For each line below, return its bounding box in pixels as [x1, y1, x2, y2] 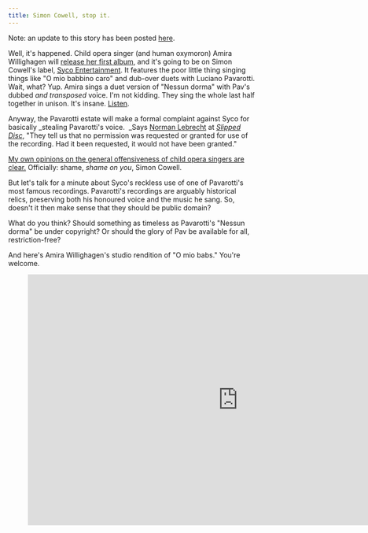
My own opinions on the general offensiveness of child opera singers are [8, 154, 245, 164]
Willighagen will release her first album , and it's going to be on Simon [8, 57, 233, 66]
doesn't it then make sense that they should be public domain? [8, 202, 212, 213]
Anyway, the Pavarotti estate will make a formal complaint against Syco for [8, 113, 250, 123]
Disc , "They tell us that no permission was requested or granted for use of [8, 131, 248, 140]
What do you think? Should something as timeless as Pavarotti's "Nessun [8, 218, 245, 228]
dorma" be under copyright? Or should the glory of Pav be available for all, [8, 226, 250, 236]
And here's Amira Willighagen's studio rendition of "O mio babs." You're [8, 250, 241, 260]
